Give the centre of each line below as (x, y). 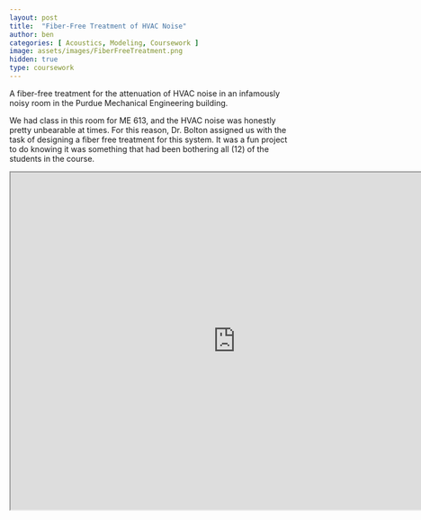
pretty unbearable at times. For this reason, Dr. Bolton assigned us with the (148, 130)
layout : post (34, 18)
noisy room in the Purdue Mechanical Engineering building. (119, 103)
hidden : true (34, 59)
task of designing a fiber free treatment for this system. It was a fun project (148, 139)
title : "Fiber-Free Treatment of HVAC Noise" (98, 26)
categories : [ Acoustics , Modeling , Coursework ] (104, 43)
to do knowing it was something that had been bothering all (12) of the (139, 148)
